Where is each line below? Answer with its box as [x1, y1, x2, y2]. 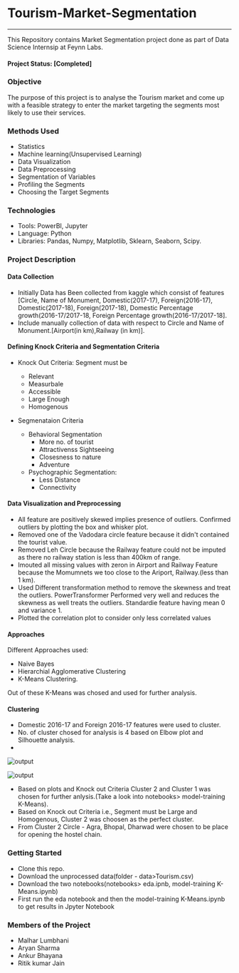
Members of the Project [7, 920, 91, 930]
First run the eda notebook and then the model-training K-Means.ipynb [17, 895, 225, 903]
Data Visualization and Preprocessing [7, 499, 122, 508]
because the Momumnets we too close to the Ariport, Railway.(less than [17, 568, 229, 577]
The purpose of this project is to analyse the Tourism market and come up [7, 93, 225, 101]
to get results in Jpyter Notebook [17, 902, 115, 910]
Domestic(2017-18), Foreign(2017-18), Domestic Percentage [17, 303, 193, 312]
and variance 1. [17, 606, 63, 614]
